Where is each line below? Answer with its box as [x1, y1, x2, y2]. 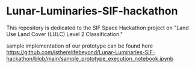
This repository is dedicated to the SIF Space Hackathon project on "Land [6, 24, 190, 31]
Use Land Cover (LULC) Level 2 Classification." [6, 30, 123, 37]
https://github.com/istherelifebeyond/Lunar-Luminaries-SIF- [6, 48, 155, 55]
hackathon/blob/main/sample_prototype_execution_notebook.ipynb [6, 55, 174, 62]
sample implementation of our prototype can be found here [6, 42, 153, 49]
